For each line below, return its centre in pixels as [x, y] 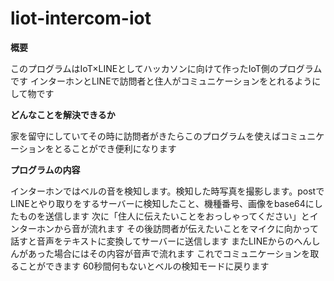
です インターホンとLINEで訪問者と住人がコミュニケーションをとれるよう [161, 81]
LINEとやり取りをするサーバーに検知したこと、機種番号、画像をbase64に [162, 203]
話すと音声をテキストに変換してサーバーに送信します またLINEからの [152, 241]
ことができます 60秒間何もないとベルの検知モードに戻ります [144, 266]
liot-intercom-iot [81, 18]
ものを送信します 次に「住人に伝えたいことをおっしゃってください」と [164, 216]
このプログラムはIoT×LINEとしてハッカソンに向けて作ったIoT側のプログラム [166, 68]
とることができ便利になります [115, 148]
